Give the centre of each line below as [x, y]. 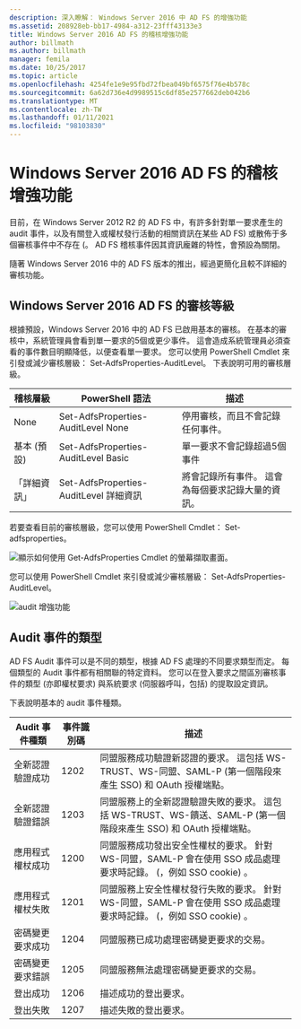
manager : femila [39, 59]
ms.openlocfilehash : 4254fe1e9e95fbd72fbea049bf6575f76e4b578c [130, 84]
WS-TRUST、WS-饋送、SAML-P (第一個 [199, 815]
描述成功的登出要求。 [145, 993]
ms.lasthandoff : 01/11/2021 [62, 118]
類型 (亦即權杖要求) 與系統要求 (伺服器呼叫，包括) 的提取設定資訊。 [149, 684]
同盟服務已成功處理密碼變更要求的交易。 [185, 939]
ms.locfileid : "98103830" [57, 126]
